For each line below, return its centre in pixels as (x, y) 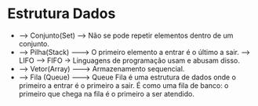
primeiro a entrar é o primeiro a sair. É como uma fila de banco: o (124, 85)
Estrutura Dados (62, 14)
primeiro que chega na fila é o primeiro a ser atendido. (107, 93)
